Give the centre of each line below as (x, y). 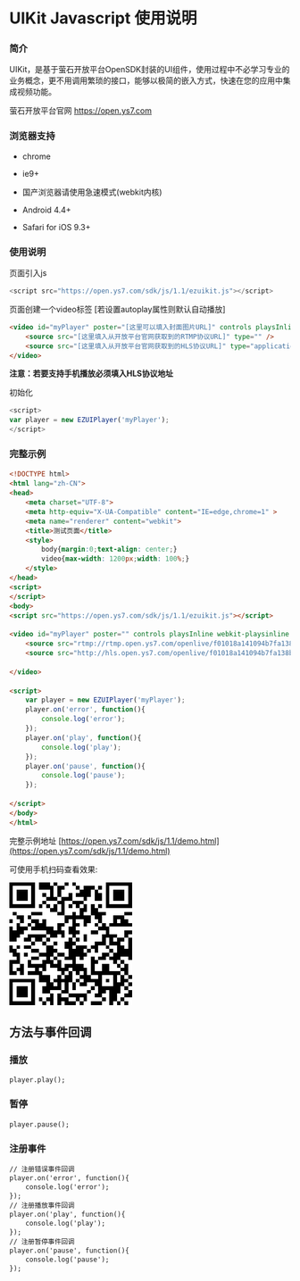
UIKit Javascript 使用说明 (103, 18)
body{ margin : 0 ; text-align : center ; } (109, 550)
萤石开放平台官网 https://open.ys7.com (81, 111)
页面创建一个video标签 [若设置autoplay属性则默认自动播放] (117, 309)
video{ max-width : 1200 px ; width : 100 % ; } (116, 559)
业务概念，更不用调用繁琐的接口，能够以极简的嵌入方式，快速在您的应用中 (146, 80)
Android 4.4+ (46, 210)
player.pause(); (39, 1124)
